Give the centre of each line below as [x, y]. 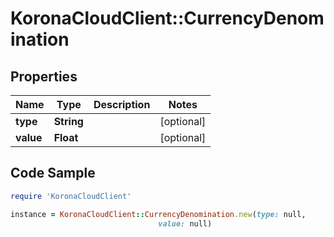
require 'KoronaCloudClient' [71, 196]
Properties [44, 76]
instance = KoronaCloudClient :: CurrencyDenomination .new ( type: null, [158, 214]
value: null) [185, 223]
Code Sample [53, 173]
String [68, 121]
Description [122, 104]
